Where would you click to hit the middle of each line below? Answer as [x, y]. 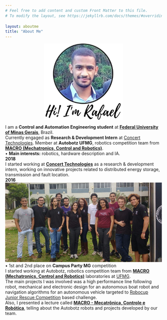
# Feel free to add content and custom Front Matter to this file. [77, 10]
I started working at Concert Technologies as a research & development [80, 164]
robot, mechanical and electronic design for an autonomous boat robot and [82, 287]
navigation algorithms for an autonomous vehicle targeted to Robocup [77, 292]
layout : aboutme [22, 26]
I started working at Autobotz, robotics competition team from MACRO [78, 271]
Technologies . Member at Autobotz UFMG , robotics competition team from [82, 143]
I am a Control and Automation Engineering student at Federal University [82, 127]
